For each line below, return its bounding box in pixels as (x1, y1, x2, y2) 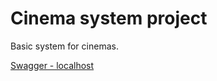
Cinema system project (10, 7, 208, 30)
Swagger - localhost (10, 59, 95, 71)
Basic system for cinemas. (10, 40, 119, 52)
